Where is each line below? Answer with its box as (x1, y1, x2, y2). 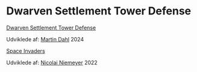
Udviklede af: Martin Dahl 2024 (6, 35, 84, 43)
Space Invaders (6, 47, 45, 55)
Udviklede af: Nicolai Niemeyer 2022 (6, 59, 98, 66)
